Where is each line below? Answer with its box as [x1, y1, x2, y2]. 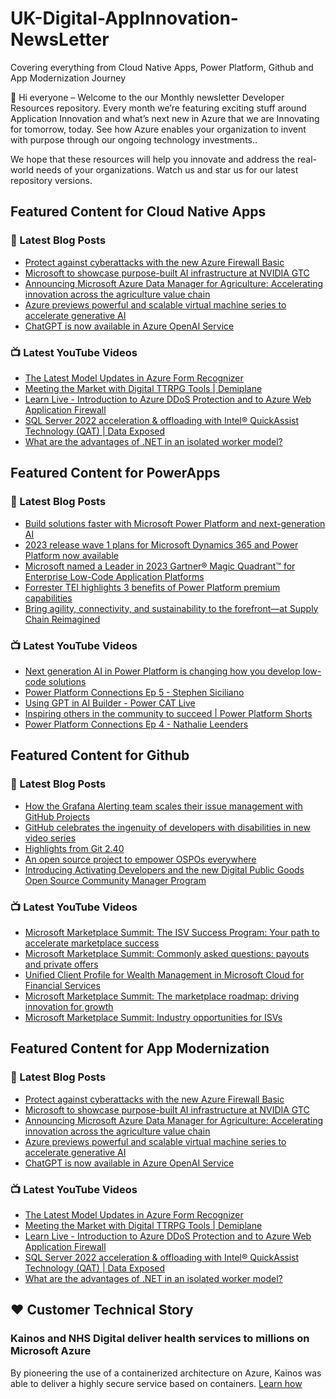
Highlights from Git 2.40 [24, 842, 125, 854]
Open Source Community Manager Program [24, 874, 207, 886]
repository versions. [10, 174, 93, 186]
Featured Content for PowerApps [10, 465, 221, 482]
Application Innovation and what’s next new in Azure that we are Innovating [10, 112, 320, 124]
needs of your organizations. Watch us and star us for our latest [35, 163, 299, 176]
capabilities [24, 592, 73, 604]
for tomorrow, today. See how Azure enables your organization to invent [10, 123, 307, 135]
